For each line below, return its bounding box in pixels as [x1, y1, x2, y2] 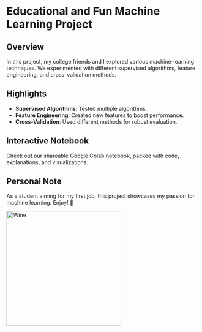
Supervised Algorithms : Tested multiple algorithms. [15, 105, 148, 112]
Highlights [6, 89, 47, 99]
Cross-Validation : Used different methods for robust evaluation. [15, 118, 178, 125]
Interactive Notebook [6, 136, 89, 146]
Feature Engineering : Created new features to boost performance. [15, 111, 184, 119]
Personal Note [6, 176, 62, 187]
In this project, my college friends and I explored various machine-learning [6, 58, 195, 65]
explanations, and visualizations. [6, 158, 89, 166]
